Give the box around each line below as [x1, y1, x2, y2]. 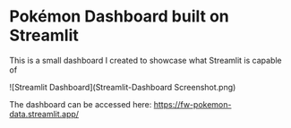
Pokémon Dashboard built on [9, 6, 230, 27]
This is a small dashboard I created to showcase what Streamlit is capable [9, 55, 282, 65]
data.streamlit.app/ [9, 108, 79, 119]
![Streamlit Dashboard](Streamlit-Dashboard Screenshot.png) [9, 81, 236, 92]
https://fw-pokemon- [153, 98, 232, 109]
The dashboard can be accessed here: [9, 98, 152, 109]
